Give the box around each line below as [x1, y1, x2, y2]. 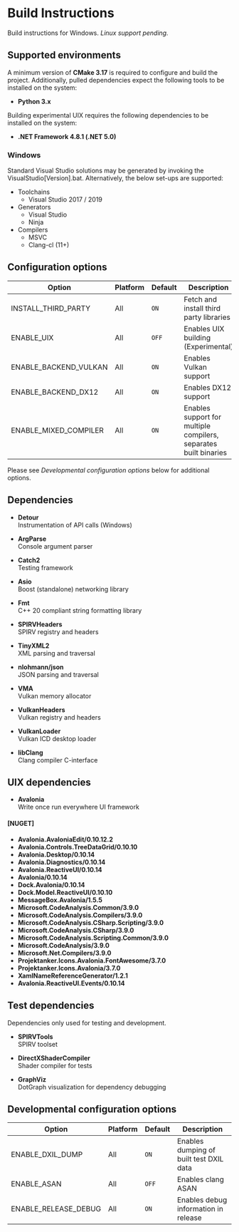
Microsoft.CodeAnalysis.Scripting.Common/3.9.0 [17, 933, 169, 942]
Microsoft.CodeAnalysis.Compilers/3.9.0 [17, 911, 143, 919]
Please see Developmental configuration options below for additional [7, 465, 210, 475]
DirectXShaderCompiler [17, 1053, 90, 1062]
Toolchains [17, 187, 51, 197]
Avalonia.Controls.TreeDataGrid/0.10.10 [17, 842, 138, 851]
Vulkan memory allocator [17, 691, 92, 700]
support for [184, 412, 222, 422]
